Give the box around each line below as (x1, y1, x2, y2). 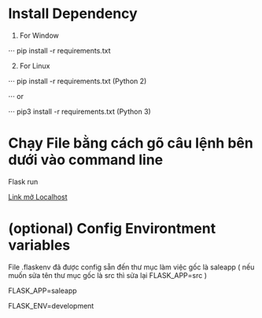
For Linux (19, 60, 50, 71)
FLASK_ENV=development (8, 301, 94, 310)
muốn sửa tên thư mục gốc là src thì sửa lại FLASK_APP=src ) (8, 270, 207, 280)
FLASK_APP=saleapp (8, 286, 77, 295)
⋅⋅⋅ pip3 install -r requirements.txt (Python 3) (8, 107, 151, 116)
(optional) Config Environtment (8, 220, 216, 238)
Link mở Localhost (8, 192, 68, 201)
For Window (19, 31, 59, 40)
